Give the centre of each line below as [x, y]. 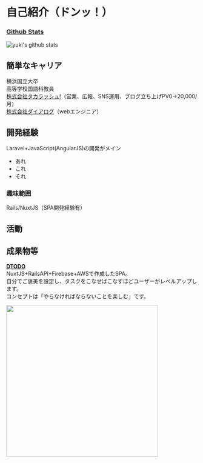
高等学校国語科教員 [30, 89]
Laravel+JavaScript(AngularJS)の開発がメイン [64, 148]
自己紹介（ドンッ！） [60, 12]
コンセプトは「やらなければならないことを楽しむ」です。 [78, 296]
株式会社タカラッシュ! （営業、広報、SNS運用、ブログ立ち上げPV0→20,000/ [102, 96]
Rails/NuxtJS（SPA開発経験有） [46, 208]
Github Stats [25, 32]
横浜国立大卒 [22, 81]
